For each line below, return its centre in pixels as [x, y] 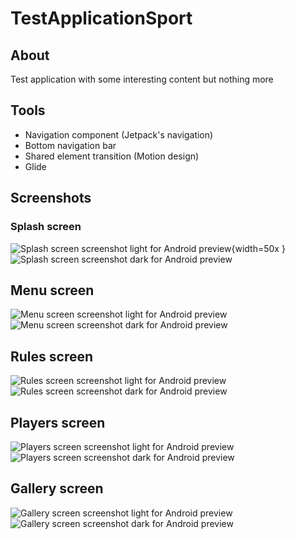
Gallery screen [57, 488]
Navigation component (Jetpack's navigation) [119, 134]
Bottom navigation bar [70, 145]
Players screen [58, 422]
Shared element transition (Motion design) [112, 156]
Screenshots [51, 198]
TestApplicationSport [101, 18]
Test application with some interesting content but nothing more [142, 79]
